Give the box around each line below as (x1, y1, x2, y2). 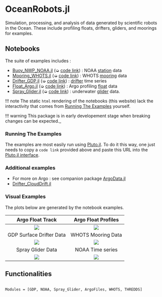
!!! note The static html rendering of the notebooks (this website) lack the (5, 98, 154, 104)
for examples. (5, 30, 33, 36)
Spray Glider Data (16, 246, 58, 253)
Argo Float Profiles (74, 216, 119, 223)
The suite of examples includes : (5, 58, 72, 64)
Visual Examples (5, 193, 46, 200)
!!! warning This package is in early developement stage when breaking (5, 113, 151, 119)
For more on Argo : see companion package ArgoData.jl (12, 175, 126, 181)
